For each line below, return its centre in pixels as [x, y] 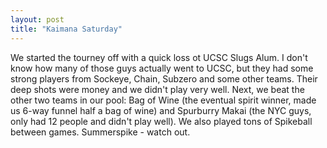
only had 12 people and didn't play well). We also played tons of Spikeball [161, 121]
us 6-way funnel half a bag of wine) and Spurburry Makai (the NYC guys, [161, 110]
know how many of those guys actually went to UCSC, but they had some [162, 68]
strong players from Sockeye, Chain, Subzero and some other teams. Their [164, 78]
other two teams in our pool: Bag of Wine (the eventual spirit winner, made [163, 100]
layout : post [37, 19]
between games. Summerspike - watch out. [100, 132]
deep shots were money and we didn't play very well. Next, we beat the [157, 89]
